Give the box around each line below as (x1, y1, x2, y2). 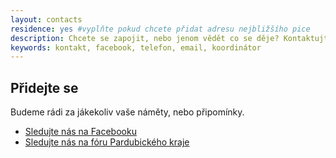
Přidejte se (10, 79, 79, 96)
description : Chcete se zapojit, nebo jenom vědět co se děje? (10, 33, 280, 43)
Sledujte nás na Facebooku (24, 126, 137, 138)
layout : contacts (10, 14, 83, 25)
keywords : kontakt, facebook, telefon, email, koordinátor (10, 42, 262, 53)
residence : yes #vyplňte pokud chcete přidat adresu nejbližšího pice (10, 24, 311, 34)
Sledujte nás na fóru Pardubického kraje (24, 136, 190, 148)
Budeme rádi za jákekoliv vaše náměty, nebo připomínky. (10, 106, 245, 118)
